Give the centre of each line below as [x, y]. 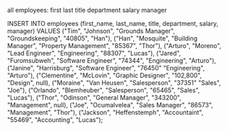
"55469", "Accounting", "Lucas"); [55, 120]
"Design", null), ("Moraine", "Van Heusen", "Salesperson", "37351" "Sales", [114, 83]
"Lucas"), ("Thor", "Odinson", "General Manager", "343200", [94, 98]
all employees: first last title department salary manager [87, 10]
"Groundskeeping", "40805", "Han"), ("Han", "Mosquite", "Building [102, 38]
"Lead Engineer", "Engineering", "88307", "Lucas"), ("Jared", [94, 53]
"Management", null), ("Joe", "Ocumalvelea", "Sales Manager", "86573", [110, 105]
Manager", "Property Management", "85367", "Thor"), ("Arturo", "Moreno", [114, 46]
